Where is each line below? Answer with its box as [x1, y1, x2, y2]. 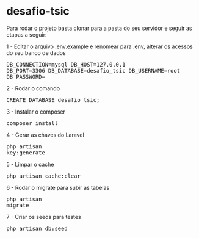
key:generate [6, 149, 46, 156]
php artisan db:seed [6, 225, 68, 232]
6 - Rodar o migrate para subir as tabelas [6, 184, 110, 191]
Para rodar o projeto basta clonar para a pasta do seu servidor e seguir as [6, 24, 192, 32]
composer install [6, 120, 58, 126]
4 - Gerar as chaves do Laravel [6, 131, 84, 139]
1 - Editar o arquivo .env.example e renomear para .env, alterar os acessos [6, 43, 194, 50]
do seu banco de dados [6, 49, 66, 56]
